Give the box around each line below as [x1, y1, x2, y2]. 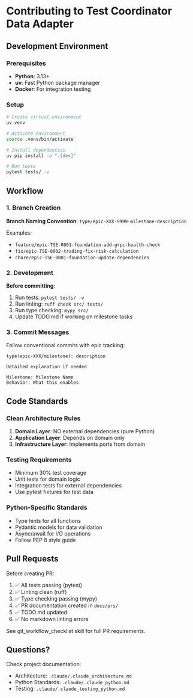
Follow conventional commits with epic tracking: [6, 342, 125, 349]
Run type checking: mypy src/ [14, 307, 89, 314]
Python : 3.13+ [14, 72, 50, 79]
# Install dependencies [6, 147, 66, 153]
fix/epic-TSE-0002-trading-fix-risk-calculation [14, 248, 139, 254]
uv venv [6, 120, 26, 126]
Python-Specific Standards [6, 504, 88, 512]
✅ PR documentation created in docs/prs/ [14, 602, 119, 609]
